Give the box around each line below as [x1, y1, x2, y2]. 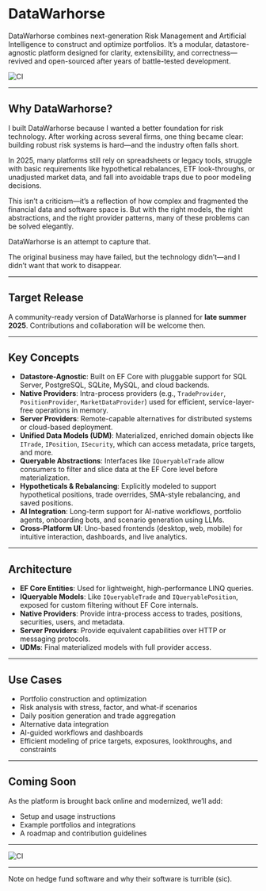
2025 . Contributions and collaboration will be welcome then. [8, 321, 206, 330]
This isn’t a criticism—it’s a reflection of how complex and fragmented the [8, 196, 249, 205]
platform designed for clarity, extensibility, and [38, 48, 190, 57]
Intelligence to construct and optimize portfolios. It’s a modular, [8, 39, 214, 48]
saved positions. [19, 498, 74, 508]
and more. [19, 447, 54, 457]
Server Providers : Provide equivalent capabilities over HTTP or [19, 626, 226, 636]
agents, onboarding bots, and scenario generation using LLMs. [19, 515, 225, 524]
